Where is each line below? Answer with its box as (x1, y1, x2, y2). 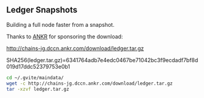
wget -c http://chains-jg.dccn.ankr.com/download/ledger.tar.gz (6, 80, 173, 86)
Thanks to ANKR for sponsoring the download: (6, 33, 123, 40)
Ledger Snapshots (6, 5, 78, 15)
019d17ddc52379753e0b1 (6, 63, 71, 70)
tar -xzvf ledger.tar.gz (6, 86, 69, 92)
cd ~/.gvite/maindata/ (6, 74, 64, 81)
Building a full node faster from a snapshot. (6, 21, 114, 28)
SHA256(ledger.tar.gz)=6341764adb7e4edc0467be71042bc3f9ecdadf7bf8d (6, 56, 199, 63)
